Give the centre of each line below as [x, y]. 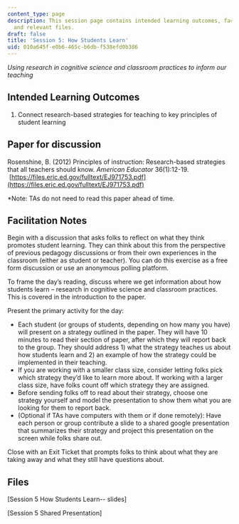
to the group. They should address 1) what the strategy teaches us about [124, 347]
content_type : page [36, 14]
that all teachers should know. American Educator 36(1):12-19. [98, 169]
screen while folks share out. [60, 438]
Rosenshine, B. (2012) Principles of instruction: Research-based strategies [116, 162]
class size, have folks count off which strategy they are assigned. [113, 385]
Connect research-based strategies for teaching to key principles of [117, 114]
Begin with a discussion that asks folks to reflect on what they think [106, 238]
